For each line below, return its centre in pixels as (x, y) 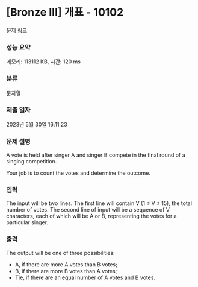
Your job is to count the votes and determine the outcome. (78, 173)
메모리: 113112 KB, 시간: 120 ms (44, 61)
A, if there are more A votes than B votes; (66, 264)
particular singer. (27, 222)
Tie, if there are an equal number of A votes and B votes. (85, 277)
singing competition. (32, 162)
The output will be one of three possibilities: (61, 253)
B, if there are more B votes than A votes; (66, 271)
